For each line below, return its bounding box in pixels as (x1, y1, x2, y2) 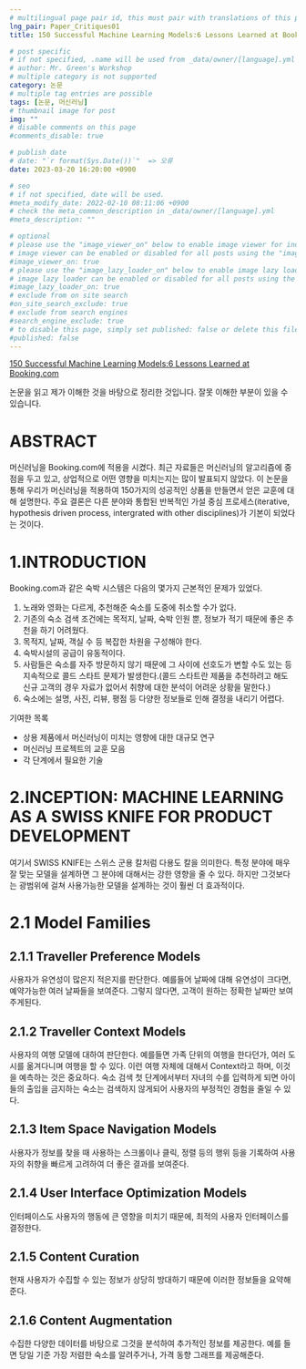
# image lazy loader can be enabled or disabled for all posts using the (9, 274, 296, 283)
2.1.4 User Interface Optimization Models (9, 1186, 248, 1201)
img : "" (9, 115, 39, 124)
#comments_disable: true (9, 131, 104, 141)
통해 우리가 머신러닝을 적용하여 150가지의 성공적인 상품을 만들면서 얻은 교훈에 (9, 485, 285, 496)
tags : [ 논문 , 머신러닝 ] (9, 98, 88, 107)
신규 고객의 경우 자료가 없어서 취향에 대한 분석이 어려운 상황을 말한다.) (22, 682, 271, 693)
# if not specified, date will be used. (9, 190, 166, 199)
